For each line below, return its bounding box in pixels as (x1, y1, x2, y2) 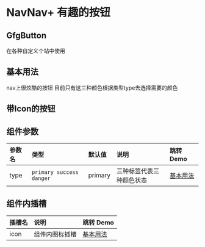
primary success (31, 169, 79, 176)
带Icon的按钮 (6, 104, 56, 114)
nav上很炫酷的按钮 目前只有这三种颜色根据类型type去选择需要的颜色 (6, 84, 178, 91)
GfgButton (6, 30, 47, 40)
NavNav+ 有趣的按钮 (6, 5, 111, 20)
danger (31, 175, 51, 182)
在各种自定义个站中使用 (6, 47, 65, 54)
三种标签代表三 (116, 167, 160, 176)
